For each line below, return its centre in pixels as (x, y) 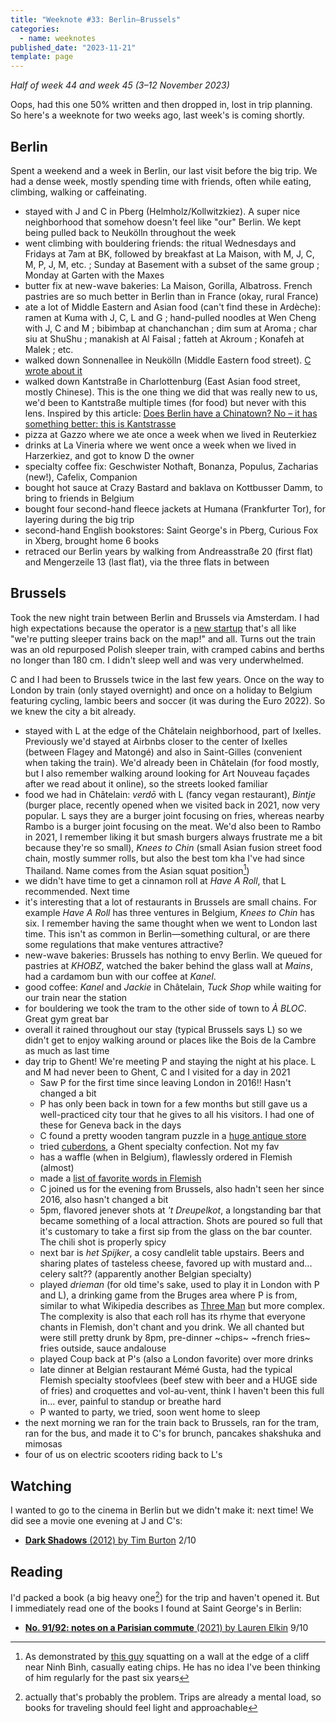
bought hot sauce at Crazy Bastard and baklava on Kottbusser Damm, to (173, 487)
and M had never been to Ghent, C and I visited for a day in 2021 (157, 1072)
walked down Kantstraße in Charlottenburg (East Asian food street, (162, 381)
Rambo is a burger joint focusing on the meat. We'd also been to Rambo (173, 826)
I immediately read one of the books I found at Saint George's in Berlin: (156, 1608)
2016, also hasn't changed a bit (104, 1200)
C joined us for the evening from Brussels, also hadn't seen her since (182, 1189)
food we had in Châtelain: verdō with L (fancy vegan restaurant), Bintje (170, 794)
